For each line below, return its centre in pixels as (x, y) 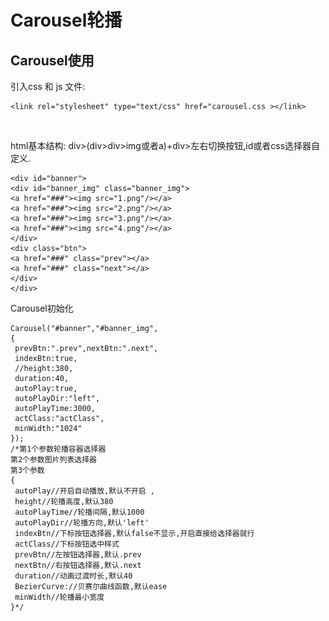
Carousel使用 (52, 60)
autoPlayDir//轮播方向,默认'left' (82, 523)
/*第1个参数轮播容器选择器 (58, 449)
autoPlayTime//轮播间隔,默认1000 (79, 512)
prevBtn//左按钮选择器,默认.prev (78, 555)
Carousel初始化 (42, 308)
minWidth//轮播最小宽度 (59, 597)
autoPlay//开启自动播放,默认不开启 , (85, 491)
